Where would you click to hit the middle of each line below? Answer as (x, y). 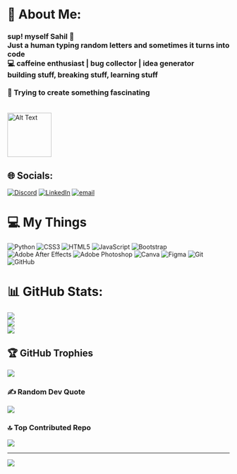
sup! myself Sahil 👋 (41, 37)
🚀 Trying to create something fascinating (79, 93)
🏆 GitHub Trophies (50, 353)
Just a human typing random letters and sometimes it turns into (119, 45)
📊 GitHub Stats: (55, 292)
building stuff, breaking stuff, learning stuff (83, 75)
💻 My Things (47, 223)
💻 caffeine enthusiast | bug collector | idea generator (101, 64)
